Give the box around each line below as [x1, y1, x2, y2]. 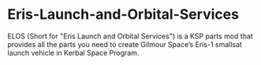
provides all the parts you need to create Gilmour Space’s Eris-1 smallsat [7, 39, 242, 49]
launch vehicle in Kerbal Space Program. [7, 48, 140, 57]
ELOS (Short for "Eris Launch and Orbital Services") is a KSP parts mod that [7, 31, 253, 41]
